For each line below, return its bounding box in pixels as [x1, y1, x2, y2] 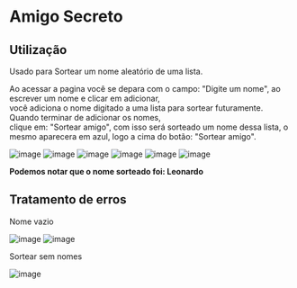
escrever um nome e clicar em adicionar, [9, 93, 160, 103]
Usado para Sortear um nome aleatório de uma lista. [9, 66, 203, 76]
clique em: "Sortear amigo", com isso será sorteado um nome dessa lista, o [9, 121, 289, 132]
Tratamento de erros [9, 192, 127, 208]
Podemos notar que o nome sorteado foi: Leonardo [9, 166, 204, 176]
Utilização [9, 42, 67, 58]
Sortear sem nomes [9, 250, 83, 262]
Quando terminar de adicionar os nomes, [9, 112, 161, 122]
